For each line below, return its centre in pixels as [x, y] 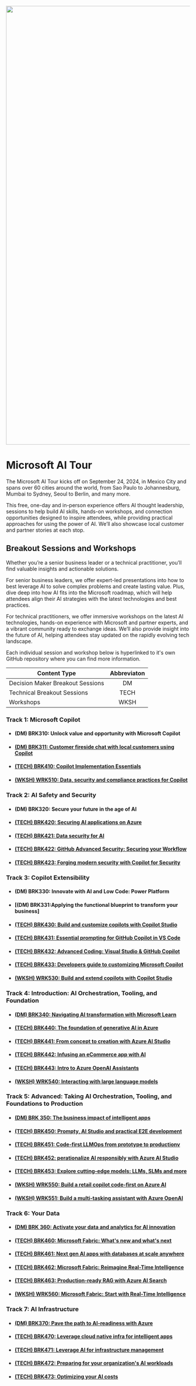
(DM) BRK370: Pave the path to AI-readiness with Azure [84, 1323]
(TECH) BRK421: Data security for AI [60, 835]
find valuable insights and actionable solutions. [62, 569]
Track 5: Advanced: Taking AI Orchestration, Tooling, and [89, 1096]
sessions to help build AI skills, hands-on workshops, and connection [89, 511]
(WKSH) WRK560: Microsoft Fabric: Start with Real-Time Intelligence [100, 1294]
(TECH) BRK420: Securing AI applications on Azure [78, 823]
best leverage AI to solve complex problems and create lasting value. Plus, [95, 586]
